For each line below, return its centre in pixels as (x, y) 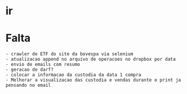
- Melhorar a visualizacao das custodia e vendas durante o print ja (93, 80)
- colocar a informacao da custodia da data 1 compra (74, 75)
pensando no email (28, 85)
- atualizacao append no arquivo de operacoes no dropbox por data (91, 59)
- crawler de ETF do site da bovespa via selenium (69, 54)
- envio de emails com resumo (43, 65)
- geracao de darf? (30, 70)
